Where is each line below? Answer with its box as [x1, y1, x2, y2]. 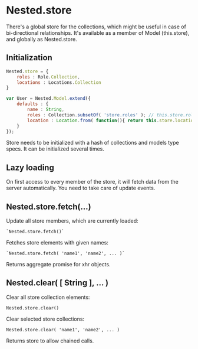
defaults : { [16, 101, 49, 107]
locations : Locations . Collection [16, 79, 101, 86]
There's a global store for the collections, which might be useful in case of [6, 23, 187, 30]
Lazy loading [6, 162, 54, 172]
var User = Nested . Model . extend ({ [6, 96, 91, 102]
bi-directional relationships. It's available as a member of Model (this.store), [6, 29, 190, 36]
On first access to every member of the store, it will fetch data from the [6, 178, 179, 185]
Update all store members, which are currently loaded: [6, 217, 138, 224]
